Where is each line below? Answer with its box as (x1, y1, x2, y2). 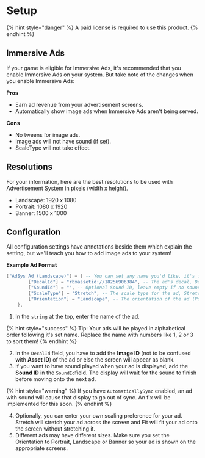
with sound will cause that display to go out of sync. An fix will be (6, 393, 171, 401)
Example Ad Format (6, 261, 57, 269)
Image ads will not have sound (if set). (15, 137, 112, 145)
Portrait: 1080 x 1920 (15, 203, 68, 210)
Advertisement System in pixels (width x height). (6, 184, 128, 192)
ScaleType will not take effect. (15, 144, 92, 151)
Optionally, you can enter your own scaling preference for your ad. (15, 412, 183, 419)
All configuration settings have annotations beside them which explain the (6, 243, 192, 250)
